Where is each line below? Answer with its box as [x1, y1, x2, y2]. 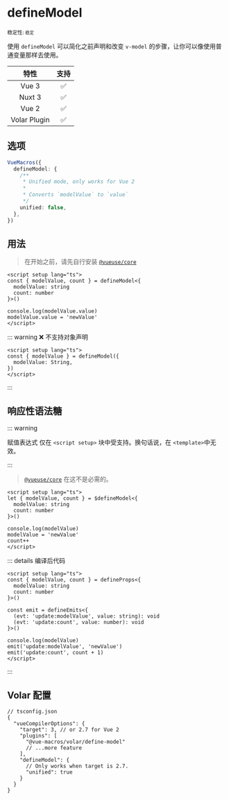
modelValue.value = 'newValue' [7, 314, 98, 321]
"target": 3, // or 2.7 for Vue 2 [19, 726, 119, 733]
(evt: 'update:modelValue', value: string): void [13, 613, 160, 620]
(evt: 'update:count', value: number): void [13, 619, 144, 626]
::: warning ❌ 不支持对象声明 [7, 333, 88, 341]
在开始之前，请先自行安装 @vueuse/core [24, 258, 137, 266]
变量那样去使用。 [12, 51, 62, 59]
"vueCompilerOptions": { [13, 720, 85, 727]
